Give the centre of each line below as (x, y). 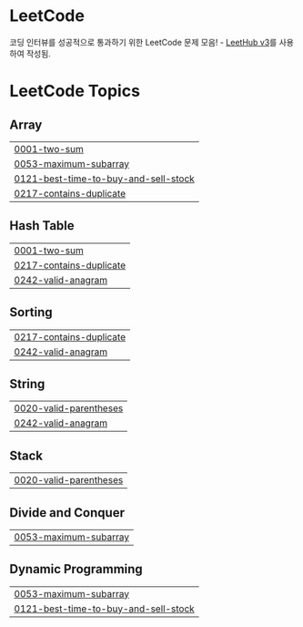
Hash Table (42, 226)
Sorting (31, 312)
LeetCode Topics (75, 91)
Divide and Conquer (67, 513)
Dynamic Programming (76, 569)
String (27, 384)
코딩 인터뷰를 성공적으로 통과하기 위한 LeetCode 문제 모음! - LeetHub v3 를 (143, 42)
